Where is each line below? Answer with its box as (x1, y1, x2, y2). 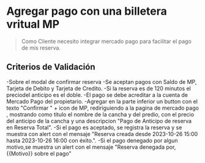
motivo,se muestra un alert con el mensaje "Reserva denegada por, (6, 143, 176, 151)
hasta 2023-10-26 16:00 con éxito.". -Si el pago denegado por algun (6, 137, 178, 144)
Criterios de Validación (6, 62, 95, 72)
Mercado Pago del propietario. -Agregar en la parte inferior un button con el (6, 97, 198, 105)
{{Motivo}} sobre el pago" (6, 150, 72, 157)
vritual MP (6, 17, 60, 31)
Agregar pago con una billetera (6, 4, 167, 18)
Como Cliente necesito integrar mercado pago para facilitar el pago (21, 37, 192, 45)
